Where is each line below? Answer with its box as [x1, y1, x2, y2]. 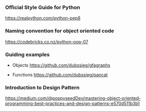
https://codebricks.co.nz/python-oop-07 [5, 38, 88, 44]
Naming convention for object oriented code [5, 28, 114, 35]
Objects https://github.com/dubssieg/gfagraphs [12, 62, 111, 68]
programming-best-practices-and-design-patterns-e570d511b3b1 [5, 101, 140, 107]
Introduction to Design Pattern [5, 84, 80, 91]
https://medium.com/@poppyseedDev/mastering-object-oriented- [5, 95, 141, 101]
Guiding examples [5, 51, 50, 58]
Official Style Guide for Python [5, 4, 80, 11]
